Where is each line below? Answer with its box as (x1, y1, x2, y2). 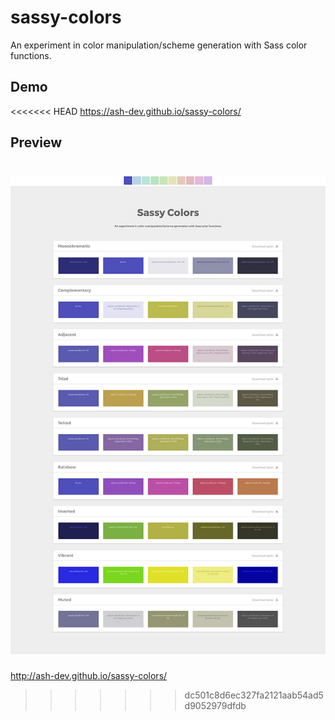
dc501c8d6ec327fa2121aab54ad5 (184, 689, 324, 701)
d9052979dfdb (184, 699, 247, 711)
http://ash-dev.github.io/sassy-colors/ (10, 669, 168, 681)
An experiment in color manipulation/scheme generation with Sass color (10, 39, 308, 51)
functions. (10, 49, 52, 61)
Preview (10, 134, 63, 151)
